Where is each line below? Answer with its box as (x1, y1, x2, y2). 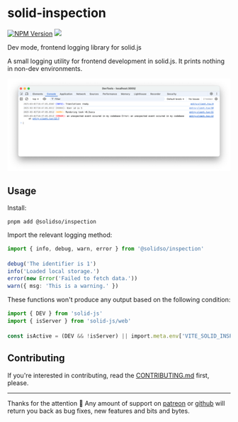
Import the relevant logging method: (7, 231, 113, 239)
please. (7, 378, 29, 387)
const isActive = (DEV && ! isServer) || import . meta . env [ (7, 332, 182, 340)
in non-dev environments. (7, 64, 83, 72)
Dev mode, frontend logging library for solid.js (7, 43, 142, 51)
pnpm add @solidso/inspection (7, 218, 97, 225)
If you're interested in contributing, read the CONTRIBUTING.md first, (7, 371, 210, 379)
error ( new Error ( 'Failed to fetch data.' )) (7, 275, 138, 282)
